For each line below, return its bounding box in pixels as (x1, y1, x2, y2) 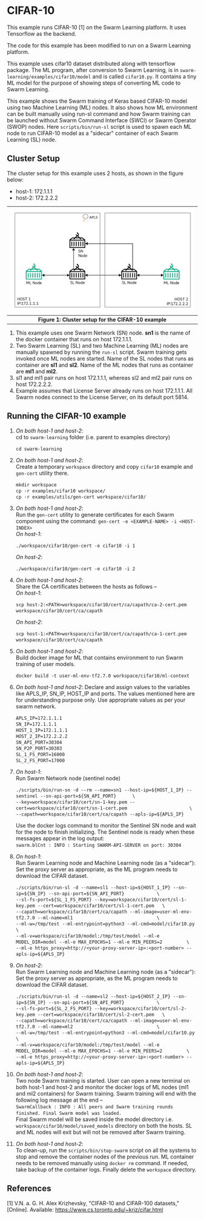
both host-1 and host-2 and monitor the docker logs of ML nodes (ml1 (15, 1083, 189, 1091)
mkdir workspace (15, 482, 57, 488)
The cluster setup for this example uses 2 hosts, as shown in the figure (7, 169, 184, 177)
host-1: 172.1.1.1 (15, 188, 53, 195)
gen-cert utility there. (15, 469, 69, 477)
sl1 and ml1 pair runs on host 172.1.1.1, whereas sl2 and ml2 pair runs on (15, 374, 192, 382)
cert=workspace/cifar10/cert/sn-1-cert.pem (15, 805, 128, 811)
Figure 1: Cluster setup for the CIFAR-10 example (38, 316, 167, 323)
